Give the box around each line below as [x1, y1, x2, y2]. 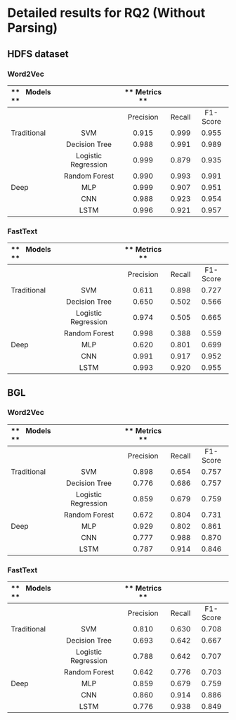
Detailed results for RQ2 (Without [7, 5, 206, 21]
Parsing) [7, 20, 58, 36]
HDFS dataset [7, 48, 69, 60]
